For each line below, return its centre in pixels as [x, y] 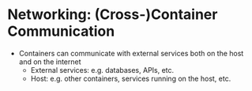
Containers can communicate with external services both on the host [131, 53]
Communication [61, 31]
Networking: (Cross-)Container [113, 15]
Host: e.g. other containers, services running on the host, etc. [131, 78]
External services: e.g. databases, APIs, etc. [102, 70]
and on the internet [50, 62]
